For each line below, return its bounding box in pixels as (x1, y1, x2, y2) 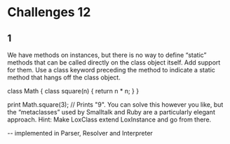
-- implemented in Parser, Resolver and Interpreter (7, 129, 153, 137)
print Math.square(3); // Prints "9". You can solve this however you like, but (7, 100, 224, 109)
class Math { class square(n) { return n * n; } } (7, 87, 139, 95)
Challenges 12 (7, 4, 91, 20)
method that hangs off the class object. (7, 73, 121, 81)
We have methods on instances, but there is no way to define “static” (7, 51, 207, 59)
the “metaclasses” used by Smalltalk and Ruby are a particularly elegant (7, 108, 215, 116)
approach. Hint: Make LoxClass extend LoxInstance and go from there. (7, 115, 212, 124)
